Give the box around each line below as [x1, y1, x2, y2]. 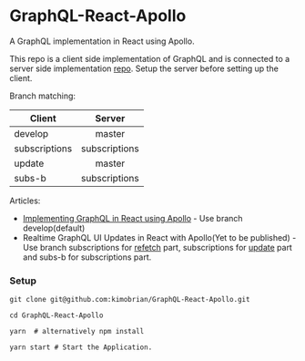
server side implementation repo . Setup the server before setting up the [9, 63, 280, 74]
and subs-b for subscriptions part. [22, 252, 152, 263]
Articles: [9, 195, 41, 206]
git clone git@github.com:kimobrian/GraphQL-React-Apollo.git [9, 295, 250, 304]
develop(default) [22, 222, 86, 233]
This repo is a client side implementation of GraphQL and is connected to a [9, 53, 290, 64]
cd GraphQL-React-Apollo [9, 311, 104, 320]
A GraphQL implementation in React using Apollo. [9, 36, 195, 46]
